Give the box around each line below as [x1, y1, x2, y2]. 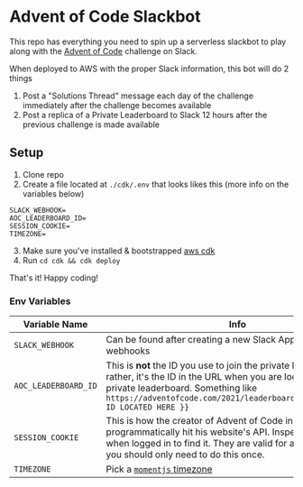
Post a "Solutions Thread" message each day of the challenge [22, 90, 254, 101]
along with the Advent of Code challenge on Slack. [9, 45, 198, 56]
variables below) [22, 188, 85, 199]
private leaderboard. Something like [106, 381, 258, 394]
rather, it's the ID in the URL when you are [106, 371, 282, 383]
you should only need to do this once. [106, 448, 265, 461]
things [9, 72, 33, 83]
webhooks [106, 345, 151, 357]
